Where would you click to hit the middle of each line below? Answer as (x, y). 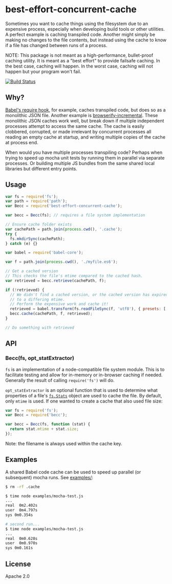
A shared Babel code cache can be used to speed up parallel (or (73, 472)
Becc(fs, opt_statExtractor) (40, 358)
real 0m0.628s (21, 538)
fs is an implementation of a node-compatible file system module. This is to (85, 369)
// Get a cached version (32, 271)
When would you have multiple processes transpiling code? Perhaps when (84, 152)
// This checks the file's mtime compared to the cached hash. (74, 276)
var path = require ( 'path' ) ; (36, 201)
